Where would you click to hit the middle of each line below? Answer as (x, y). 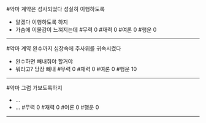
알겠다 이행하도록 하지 (42, 22)
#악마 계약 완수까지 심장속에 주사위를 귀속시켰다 (64, 48)
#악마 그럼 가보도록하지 (34, 88)
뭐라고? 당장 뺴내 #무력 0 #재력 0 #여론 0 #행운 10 (76, 69)
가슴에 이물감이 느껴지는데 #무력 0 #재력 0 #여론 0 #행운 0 (86, 30)
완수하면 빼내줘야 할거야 (44, 61)
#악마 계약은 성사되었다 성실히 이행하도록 (56, 9)
